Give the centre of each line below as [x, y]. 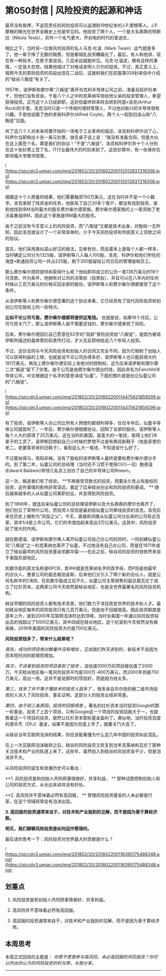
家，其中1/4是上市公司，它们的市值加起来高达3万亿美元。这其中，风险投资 [81, 522]
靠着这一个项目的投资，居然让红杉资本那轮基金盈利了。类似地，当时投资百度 [83, 718]
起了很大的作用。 [22, 528]
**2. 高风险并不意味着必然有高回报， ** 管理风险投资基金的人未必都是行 [79, 795]
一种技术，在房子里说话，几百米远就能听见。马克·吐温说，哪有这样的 [84, 60]
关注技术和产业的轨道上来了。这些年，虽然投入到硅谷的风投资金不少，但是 [81, 751]
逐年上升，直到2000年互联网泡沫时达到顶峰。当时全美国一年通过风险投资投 [82, 616]
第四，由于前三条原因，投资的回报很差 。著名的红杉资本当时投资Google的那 [82, 705]
